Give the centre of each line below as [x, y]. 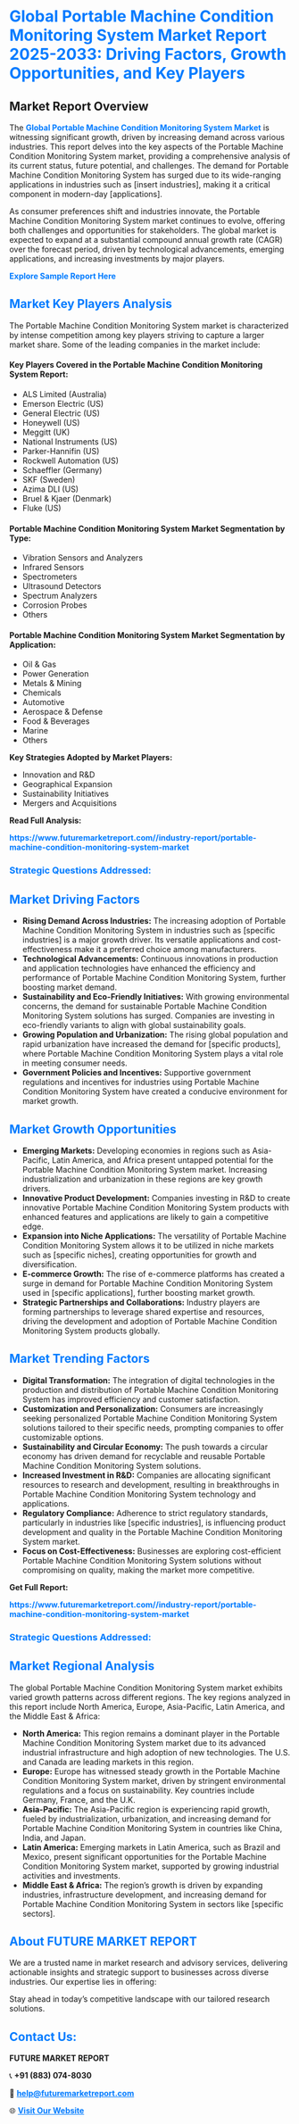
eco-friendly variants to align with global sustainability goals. [134, 1025]
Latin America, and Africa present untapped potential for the [163, 1160]
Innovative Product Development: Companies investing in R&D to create [156, 1198]
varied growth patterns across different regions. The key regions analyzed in [150, 1697]
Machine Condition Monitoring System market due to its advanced [144, 1743]
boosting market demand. [70, 987]
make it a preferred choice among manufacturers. [166, 950]
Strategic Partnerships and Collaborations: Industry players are [141, 1302]
